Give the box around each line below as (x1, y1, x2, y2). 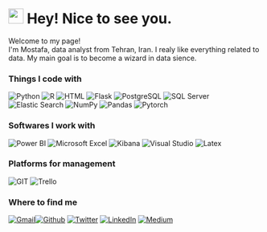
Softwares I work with (8, 120, 96, 132)
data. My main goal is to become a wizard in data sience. (8, 53, 197, 63)
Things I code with (8, 73, 82, 84)
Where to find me (8, 197, 78, 208)
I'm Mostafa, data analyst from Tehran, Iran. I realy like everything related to (8, 44, 260, 54)
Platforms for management (8, 158, 116, 169)
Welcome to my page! (8, 36, 81, 46)
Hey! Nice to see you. (27, 10, 173, 28)
